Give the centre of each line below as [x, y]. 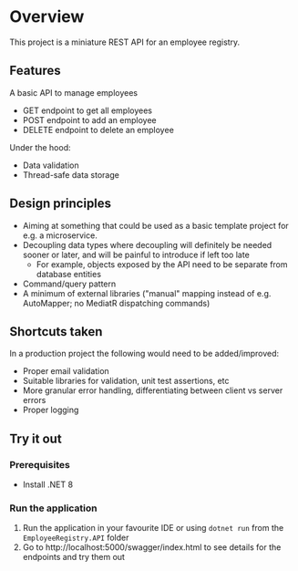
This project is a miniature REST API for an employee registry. [125, 42]
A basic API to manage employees [74, 92]
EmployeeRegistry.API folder [76, 538]
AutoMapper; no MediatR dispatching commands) [116, 303]
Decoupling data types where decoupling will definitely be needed [147, 244]
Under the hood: [40, 147]
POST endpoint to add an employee [89, 119]
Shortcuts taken [56, 332]
